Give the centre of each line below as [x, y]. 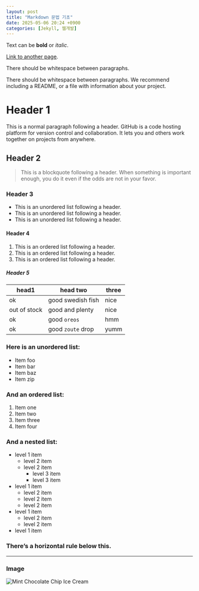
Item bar [25, 366]
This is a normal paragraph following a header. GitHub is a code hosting [94, 127]
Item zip [25, 379]
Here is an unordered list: [43, 347]
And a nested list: [32, 442]
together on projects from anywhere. [51, 139]
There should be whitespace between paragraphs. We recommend [88, 80]
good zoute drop [71, 329]
